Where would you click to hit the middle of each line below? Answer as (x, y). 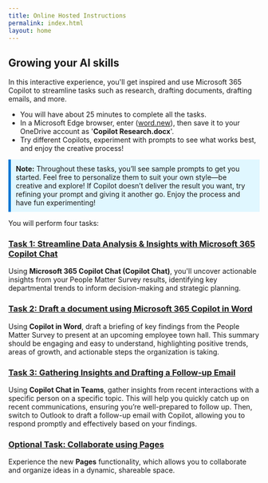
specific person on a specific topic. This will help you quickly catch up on (129, 398)
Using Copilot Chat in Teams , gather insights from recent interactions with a (134, 390)
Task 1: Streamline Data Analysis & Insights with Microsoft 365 (132, 244)
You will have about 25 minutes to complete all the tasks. (113, 115)
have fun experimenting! (55, 203)
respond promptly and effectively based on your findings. (103, 424)
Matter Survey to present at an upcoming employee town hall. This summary (134, 335)
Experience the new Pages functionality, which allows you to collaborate (128, 462)
